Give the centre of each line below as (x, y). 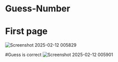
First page (27, 31)
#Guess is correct (23, 55)
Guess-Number (38, 9)
